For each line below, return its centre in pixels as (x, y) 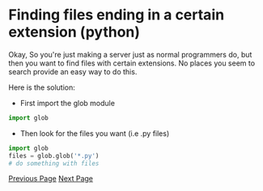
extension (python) (74, 32)
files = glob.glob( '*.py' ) (54, 155)
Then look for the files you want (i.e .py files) (95, 133)
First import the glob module (68, 103)
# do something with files (54, 163)
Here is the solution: (42, 87)
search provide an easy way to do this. (73, 71)
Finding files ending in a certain (117, 15)
